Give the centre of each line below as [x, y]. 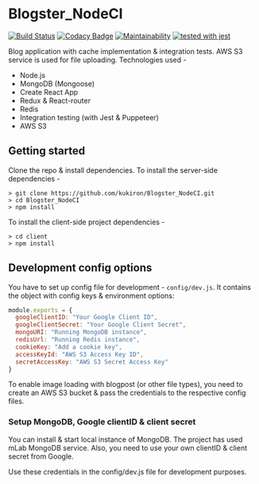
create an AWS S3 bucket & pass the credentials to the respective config [127, 393]
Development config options [80, 268]
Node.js [33, 75]
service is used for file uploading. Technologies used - [97, 60]
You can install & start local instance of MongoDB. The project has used [126, 439]
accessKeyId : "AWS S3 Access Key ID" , [80, 354]
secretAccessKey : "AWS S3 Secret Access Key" [92, 362]
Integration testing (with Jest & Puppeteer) [89, 117]
